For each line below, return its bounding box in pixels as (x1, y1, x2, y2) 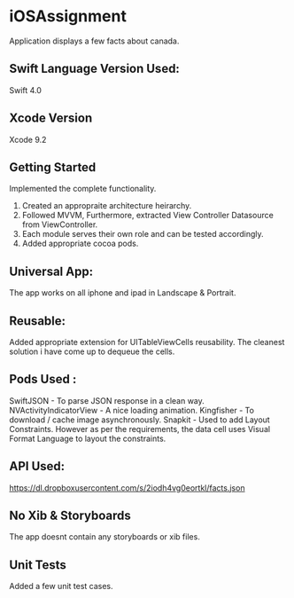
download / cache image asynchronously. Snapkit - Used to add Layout (9, 414, 270, 425)
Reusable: (9, 313, 66, 328)
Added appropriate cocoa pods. (21, 238, 139, 249)
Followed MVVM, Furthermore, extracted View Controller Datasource (21, 210, 275, 221)
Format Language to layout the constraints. (9, 433, 166, 444)
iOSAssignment (9, 6, 127, 27)
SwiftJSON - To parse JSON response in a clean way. (9, 395, 205, 405)
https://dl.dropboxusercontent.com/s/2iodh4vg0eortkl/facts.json (9, 482, 245, 493)
